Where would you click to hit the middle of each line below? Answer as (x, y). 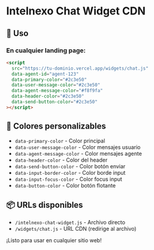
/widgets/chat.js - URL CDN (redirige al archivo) (76, 229)
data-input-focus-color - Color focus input (69, 179)
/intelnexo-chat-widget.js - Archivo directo (70, 222)
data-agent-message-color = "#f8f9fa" (57, 91)
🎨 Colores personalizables (56, 127)
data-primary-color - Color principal (60, 141)
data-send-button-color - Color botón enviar (70, 166)
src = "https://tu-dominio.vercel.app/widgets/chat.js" (80, 68)
